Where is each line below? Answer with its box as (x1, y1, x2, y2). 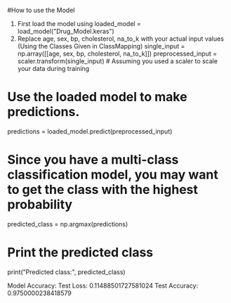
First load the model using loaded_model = (17, 20, 142, 27)
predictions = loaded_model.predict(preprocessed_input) (7, 127, 173, 136)
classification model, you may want (7, 167, 219, 183)
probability (7, 197, 72, 213)
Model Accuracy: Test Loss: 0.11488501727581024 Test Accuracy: (7, 281, 199, 290)
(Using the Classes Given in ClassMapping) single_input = (17, 42, 185, 50)
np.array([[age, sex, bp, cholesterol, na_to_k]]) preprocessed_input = (17, 49, 218, 58)
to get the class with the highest (7, 182, 199, 198)
